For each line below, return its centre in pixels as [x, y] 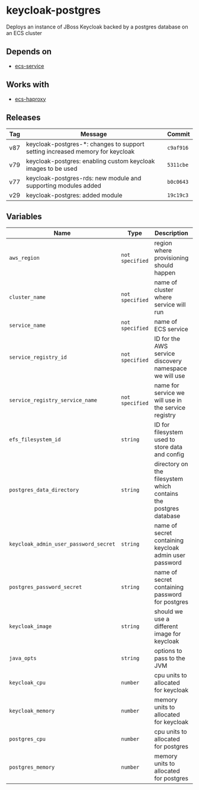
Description [171, 233]
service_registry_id [38, 357]
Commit [178, 134]
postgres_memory [32, 767]
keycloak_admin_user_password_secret [62, 544]
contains [166, 494]
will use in [168, 400]
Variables [24, 216]
